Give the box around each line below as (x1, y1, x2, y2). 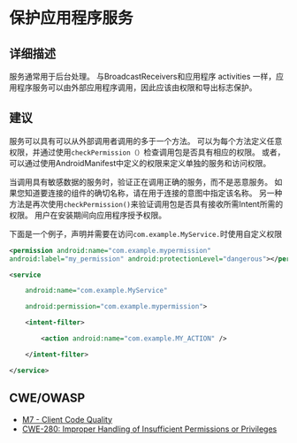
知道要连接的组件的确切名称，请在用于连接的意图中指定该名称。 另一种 (24, 187, 283, 198)
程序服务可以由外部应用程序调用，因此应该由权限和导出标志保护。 (16, 82, 257, 93)
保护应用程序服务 (9, 8, 134, 28)
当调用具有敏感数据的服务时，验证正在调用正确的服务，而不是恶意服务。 (9, 176, 272, 187)
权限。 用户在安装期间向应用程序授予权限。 (9, 210, 166, 220)
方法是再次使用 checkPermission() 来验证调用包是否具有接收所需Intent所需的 (9, 198, 284, 209)
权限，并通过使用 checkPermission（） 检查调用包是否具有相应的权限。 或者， (9, 147, 286, 157)
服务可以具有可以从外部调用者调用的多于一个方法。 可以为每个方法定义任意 (9, 135, 283, 146)
